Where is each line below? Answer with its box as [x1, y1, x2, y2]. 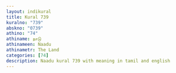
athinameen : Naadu [6, 42, 51, 48]
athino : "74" [6, 31, 38, 36]
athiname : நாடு [6, 36, 41, 42]
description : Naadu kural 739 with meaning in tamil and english [6, 58, 170, 64]
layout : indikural [6, 8, 51, 15]
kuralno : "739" [6, 19, 44, 25]
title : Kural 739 [6, 14, 49, 20]
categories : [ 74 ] [6, 52, 49, 58]
